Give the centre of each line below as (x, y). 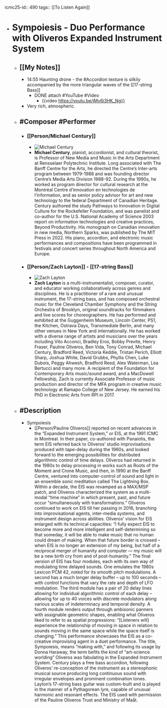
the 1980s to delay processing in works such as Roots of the (96, 465)
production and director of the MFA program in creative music (98, 384)
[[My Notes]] (40, 67)
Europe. (42, 253)
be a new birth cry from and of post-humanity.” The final (92, 556)
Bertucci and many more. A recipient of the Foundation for (94, 368)
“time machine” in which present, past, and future (99, 497)
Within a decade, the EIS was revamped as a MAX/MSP (91, 487)
